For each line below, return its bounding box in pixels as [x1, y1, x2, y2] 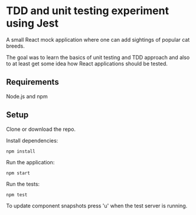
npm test [6, 191, 28, 198]
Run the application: [6, 158, 55, 166]
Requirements [6, 77, 59, 87]
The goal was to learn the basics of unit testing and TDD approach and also [6, 54, 190, 61]
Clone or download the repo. [6, 125, 76, 133]
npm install [6, 148, 35, 154]
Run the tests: [6, 180, 40, 187]
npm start [6, 170, 31, 176]
